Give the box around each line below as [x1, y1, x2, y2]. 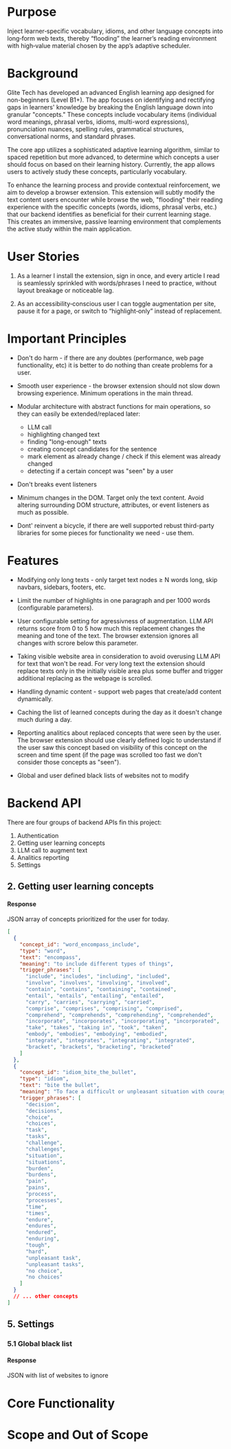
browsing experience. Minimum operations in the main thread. [16, 389, 193, 397]
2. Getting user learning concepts [7, 881, 154, 892]
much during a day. [16, 715, 72, 723]
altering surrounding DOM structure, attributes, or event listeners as [16, 500, 210, 509]
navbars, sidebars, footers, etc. [16, 583, 107, 591]
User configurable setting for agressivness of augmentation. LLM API [16, 616, 214, 625]
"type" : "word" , [19, 947, 67, 954]
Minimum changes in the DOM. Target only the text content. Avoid [16, 493, 204, 502]
